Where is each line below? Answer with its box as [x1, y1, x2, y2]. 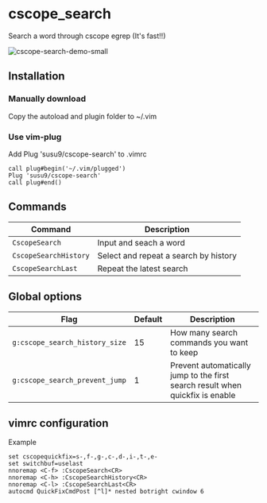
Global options [8, 290, 82, 304]
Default [133, 313, 163, 324]
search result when [169, 379, 242, 390]
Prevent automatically [169, 359, 252, 370]
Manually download [8, 93, 87, 104]
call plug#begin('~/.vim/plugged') [8, 164, 126, 172]
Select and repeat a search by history [97, 250, 237, 261]
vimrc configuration [8, 416, 109, 430]
